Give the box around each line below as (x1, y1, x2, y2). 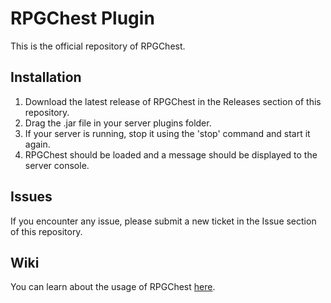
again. (24, 138, 51, 150)
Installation (10, 69, 82, 86)
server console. (24, 159, 90, 171)
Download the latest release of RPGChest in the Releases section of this (24, 95, 322, 107)
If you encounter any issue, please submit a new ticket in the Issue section (10, 215, 317, 227)
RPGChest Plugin (10, 7, 155, 30)
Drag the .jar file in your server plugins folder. (24, 117, 212, 129)
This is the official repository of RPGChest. (10, 40, 186, 52)
